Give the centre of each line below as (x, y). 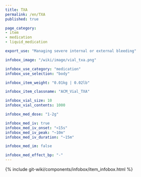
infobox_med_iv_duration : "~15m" (40, 137)
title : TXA (16, 10)
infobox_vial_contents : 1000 (35, 105)
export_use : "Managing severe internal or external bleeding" (71, 51)
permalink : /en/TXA (25, 14)
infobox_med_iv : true (28, 123)
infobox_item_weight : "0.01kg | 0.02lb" (48, 83)
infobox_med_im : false (29, 146)
